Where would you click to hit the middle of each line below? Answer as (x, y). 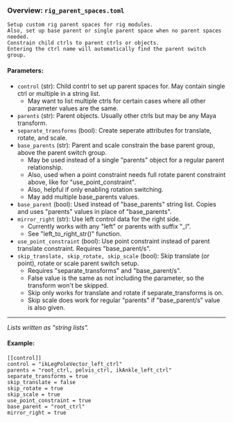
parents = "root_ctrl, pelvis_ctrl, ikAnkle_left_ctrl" (89, 370)
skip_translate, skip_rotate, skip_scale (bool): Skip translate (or (113, 256)
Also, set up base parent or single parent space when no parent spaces (114, 31)
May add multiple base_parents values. (84, 197)
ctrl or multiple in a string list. (59, 93)
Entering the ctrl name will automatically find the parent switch (107, 49)
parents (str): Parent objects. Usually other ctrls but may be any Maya (116, 115)
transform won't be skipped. (68, 285)
